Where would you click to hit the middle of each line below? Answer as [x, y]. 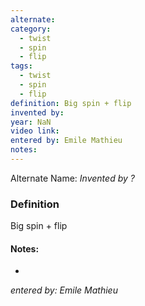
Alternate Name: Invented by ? [72, 178]
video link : [35, 131]
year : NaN [31, 122]
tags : [21, 66]
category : [31, 29]
